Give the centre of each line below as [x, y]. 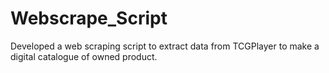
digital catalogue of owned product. [84, 56]
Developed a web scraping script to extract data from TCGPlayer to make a [165, 46]
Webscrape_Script [89, 18]
